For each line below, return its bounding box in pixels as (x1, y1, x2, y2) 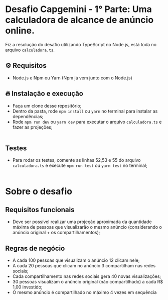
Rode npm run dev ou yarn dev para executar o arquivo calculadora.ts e (12, 119, 162, 125)
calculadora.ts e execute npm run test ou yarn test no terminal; (12, 162, 148, 169)
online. (5, 25, 35, 36)
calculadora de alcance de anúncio (5, 14, 154, 26)
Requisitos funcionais (5, 205, 75, 214)
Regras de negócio (5, 244, 65, 252)
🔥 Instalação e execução (5, 89, 84, 98)
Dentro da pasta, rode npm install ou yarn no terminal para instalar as (12, 108, 158, 114)
